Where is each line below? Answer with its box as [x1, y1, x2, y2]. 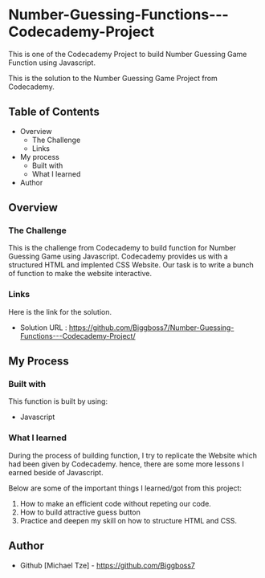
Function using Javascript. [8, 58, 96, 67]
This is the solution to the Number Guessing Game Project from [8, 73, 218, 83]
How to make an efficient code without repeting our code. [19, 499, 211, 508]
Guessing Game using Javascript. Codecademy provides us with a [8, 251, 229, 262]
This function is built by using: [8, 397, 108, 406]
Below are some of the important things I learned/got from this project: [8, 483, 243, 493]
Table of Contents [8, 105, 100, 119]
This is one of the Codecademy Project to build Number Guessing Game [8, 49, 247, 59]
